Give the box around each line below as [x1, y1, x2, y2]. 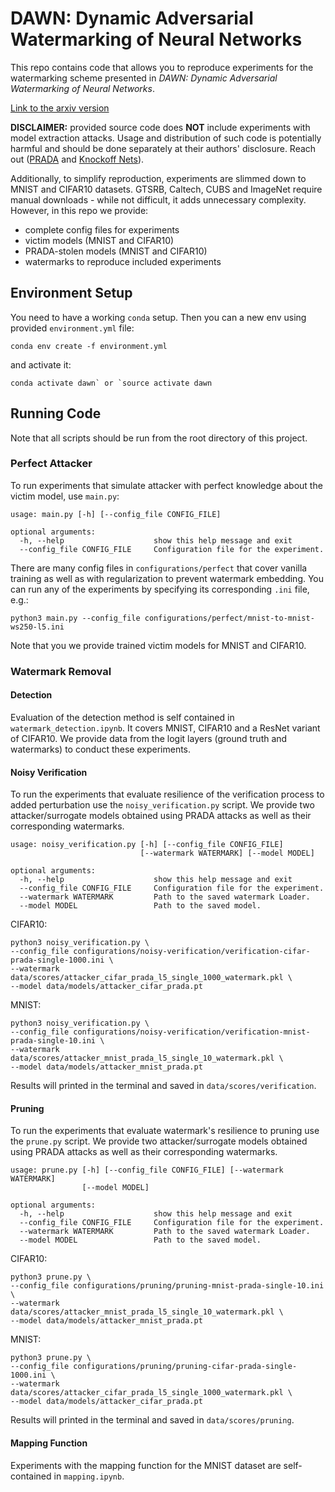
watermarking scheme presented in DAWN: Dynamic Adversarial [10, 72, 278, 84]
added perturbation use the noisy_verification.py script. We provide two [10, 799, 315, 811]
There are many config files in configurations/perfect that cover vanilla [10, 562, 308, 574]
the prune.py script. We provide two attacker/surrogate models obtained [10, 1135, 308, 1147]
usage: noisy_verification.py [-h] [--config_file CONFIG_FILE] [10, 840, 284, 850]
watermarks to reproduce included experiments [24, 255, 222, 267]
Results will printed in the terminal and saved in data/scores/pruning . [10, 1414, 295, 1426]
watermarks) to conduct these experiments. [10, 743, 192, 755]
